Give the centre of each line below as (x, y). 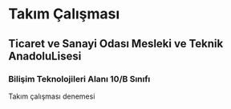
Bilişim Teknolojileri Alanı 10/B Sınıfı (79, 79)
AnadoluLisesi (45, 56)
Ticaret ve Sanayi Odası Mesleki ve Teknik (116, 44)
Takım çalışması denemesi (52, 96)
